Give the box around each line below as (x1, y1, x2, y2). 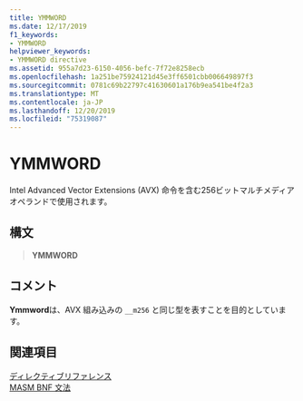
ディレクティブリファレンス (9, 370, 112, 381)
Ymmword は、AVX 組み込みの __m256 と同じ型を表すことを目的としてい (9, 304, 279, 315)
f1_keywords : (9, 30, 59, 39)
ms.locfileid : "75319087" (9, 114, 107, 123)
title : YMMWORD (9, 13, 67, 23)
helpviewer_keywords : (9, 47, 92, 56)
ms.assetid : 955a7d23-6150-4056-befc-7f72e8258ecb (9, 64, 205, 73)
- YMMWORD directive (9, 55, 88, 64)
